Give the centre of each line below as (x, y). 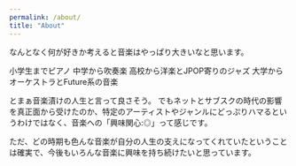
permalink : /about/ (45, 17)
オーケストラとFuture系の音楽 (64, 81)
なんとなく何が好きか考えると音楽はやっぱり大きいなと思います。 (129, 52)
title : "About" (37, 26)
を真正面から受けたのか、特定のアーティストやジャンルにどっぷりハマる (140, 111)
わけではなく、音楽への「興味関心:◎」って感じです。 (114, 122)
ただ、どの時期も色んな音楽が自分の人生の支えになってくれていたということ (148, 141)
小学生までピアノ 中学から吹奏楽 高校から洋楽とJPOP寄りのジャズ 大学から (146, 71)
